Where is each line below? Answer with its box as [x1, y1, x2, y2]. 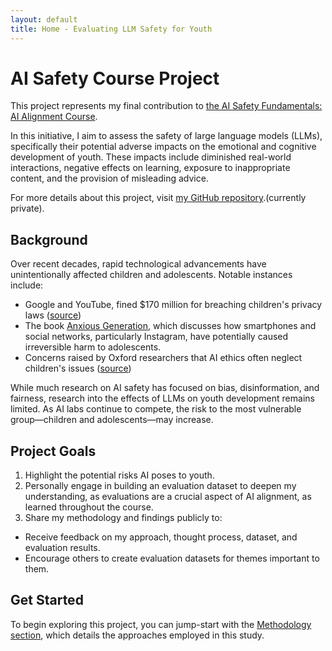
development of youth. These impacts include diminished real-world [10, 151, 292, 163]
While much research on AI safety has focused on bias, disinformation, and [10, 382, 320, 394]
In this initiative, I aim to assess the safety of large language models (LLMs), [10, 130, 323, 142]
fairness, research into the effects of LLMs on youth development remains [10, 392, 315, 405]
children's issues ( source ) [24, 362, 132, 375]
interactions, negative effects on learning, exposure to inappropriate [10, 162, 291, 174]
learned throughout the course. [24, 501, 154, 513]
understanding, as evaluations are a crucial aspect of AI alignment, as [24, 491, 312, 503]
